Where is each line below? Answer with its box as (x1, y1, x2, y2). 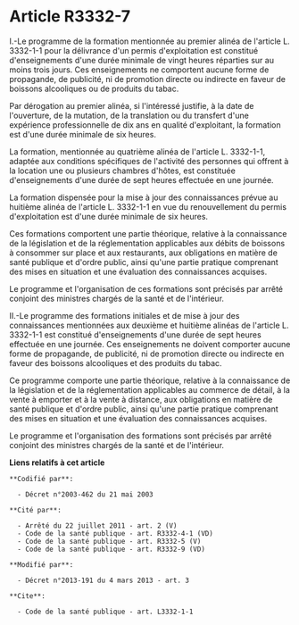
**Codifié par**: (9, 474, 74, 483)
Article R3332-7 (9, 6, 131, 27)
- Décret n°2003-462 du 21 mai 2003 (17, 489, 154, 499)
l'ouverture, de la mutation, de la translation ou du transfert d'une (9, 110, 250, 121)
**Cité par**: (9, 505, 62, 514)
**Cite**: (9, 591, 46, 600)
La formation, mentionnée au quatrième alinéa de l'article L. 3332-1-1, (9, 146, 266, 157)
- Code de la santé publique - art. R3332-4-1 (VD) (17, 529, 214, 537)
